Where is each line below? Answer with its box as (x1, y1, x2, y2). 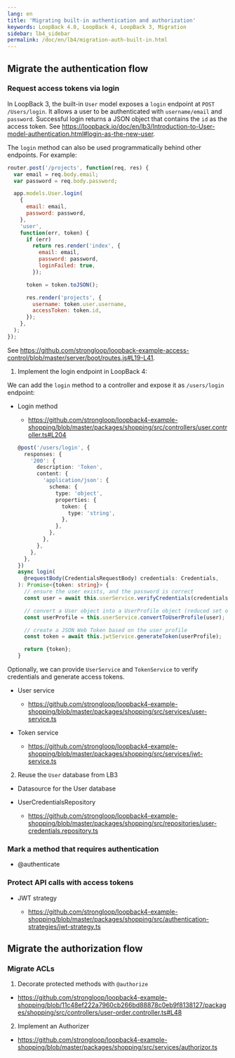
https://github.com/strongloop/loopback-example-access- (20, 346, 189, 354)
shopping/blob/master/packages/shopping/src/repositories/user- (27, 819, 217, 828)
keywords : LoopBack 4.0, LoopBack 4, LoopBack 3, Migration (7, 23, 187, 30)
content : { (36, 470, 69, 477)
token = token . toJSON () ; (25, 281, 99, 289)
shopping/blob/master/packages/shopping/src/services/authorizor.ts (17, 1043, 217, 1052)
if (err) (25, 236, 52, 243)
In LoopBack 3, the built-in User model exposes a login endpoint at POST (7, 99, 215, 108)
